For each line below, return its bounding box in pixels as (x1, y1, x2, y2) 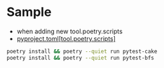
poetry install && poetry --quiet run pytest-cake (6, 48, 158, 55)
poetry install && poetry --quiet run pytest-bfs (6, 54, 155, 61)
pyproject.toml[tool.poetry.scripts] (16, 34, 116, 42)
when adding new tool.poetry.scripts (16, 27, 123, 35)
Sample (6, 4, 52, 20)
